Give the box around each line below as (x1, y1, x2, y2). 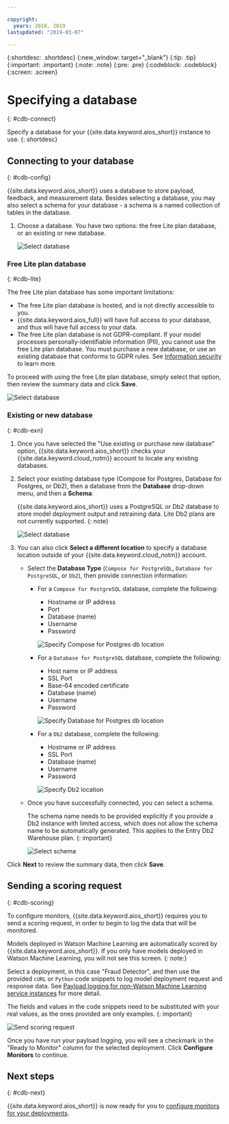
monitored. (7, 926, 38, 934)
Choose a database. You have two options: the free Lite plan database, (16, 222, 217, 230)
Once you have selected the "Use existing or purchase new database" (16, 439, 215, 447)
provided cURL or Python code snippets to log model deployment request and (7, 974, 223, 983)
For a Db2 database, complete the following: (37, 729, 161, 738)
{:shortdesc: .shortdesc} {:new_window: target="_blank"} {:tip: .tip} (7, 53, 196, 62)
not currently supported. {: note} (16, 516, 109, 525)
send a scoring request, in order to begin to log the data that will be (7, 919, 197, 927)
